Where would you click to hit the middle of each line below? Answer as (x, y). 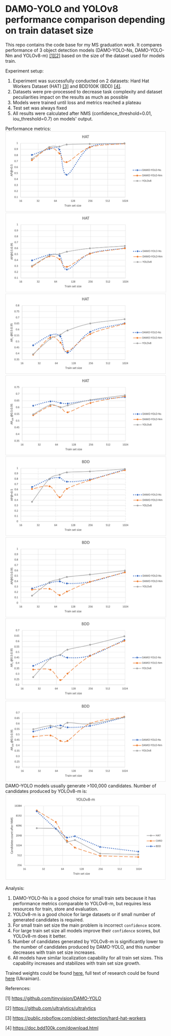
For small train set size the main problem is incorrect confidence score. (87, 925)
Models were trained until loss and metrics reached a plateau (77, 102)
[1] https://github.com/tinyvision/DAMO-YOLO (53, 998)
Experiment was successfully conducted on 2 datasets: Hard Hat (81, 81)
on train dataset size (49, 31)
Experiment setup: (25, 71)
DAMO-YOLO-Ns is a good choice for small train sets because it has (84, 898)
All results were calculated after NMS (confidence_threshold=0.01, (82, 113)
